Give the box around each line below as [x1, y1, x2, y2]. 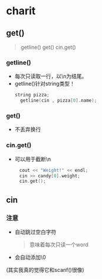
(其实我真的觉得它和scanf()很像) [6, 266, 84, 273]
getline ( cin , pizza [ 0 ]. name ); [20, 98, 97, 104]
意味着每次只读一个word [29, 241, 88, 248]
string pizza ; [14, 92, 50, 98]
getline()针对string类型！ [14, 80, 75, 87]
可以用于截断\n [14, 155, 51, 162]
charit [6, 4, 36, 18]
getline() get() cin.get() [20, 43, 77, 51]
